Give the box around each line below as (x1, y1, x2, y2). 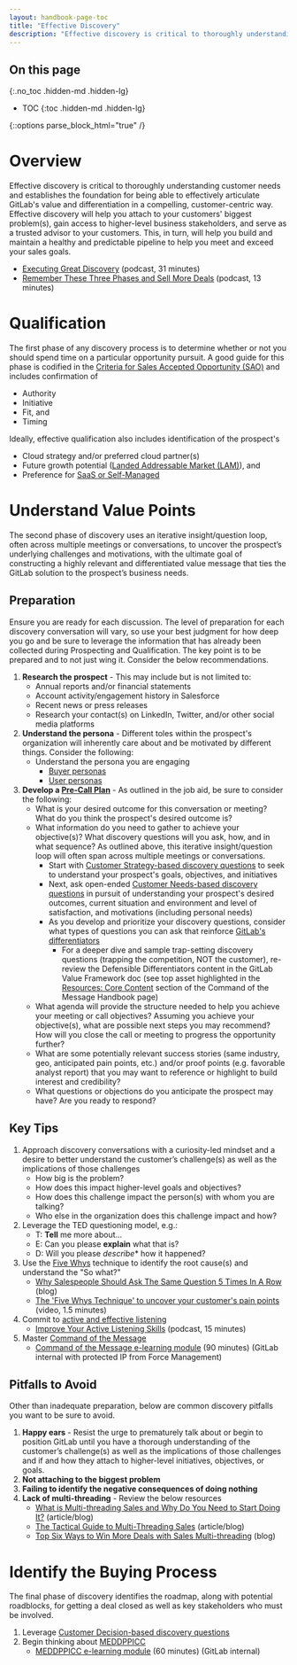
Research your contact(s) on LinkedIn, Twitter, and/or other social (34, 709, 275, 720)
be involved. (9, 1610, 54, 1621)
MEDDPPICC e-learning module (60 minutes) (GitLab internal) (34, 1646, 261, 1657)
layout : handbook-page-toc (9, 12, 109, 22)
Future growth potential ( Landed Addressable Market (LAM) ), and (21, 460, 261, 471)
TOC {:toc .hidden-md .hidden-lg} (21, 103, 146, 113)
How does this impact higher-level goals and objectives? (34, 1182, 241, 1193)
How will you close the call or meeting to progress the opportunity (34, 1029, 277, 1039)
